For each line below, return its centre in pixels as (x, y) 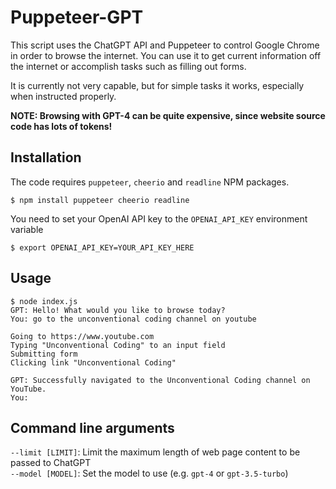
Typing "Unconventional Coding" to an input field (118, 345)
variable (27, 229)
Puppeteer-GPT (77, 17)
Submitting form (44, 354)
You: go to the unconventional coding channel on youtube (133, 319)
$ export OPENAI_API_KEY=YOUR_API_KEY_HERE (102, 247)
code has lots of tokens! (61, 126)
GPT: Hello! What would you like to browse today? (118, 310)
